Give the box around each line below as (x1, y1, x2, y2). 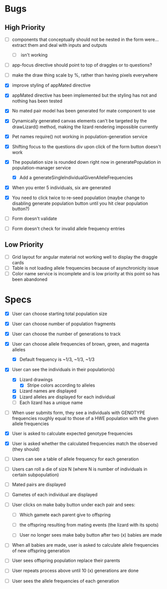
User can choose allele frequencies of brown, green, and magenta (12, 341, 149, 347)
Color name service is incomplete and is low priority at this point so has (12, 270, 160, 276)
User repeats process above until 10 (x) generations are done (12, 568, 139, 574)
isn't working (21, 52, 48, 58)
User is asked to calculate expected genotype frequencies (12, 430, 133, 436)
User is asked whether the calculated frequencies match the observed (12, 440, 157, 446)
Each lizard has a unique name (19, 399, 83, 405)
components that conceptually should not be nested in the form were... (12, 36, 159, 42)
